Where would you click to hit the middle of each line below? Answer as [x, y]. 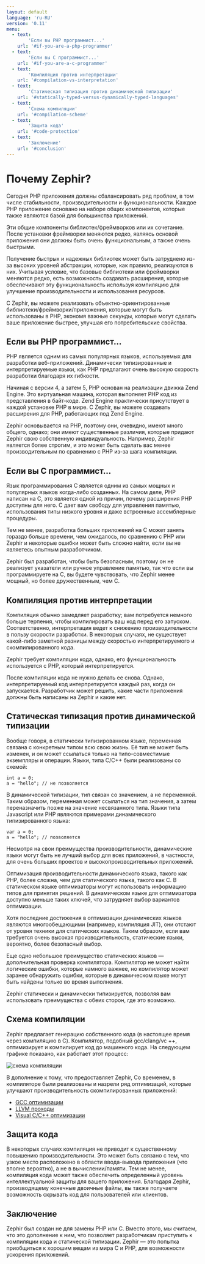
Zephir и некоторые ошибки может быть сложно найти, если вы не [94, 543]
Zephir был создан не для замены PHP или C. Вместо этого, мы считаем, [102, 1228]
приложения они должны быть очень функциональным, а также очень [99, 240]
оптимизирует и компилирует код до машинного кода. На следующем [98, 1047]
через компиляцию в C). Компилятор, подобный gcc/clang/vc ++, [92, 1041]
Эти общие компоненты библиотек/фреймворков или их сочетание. [95, 227]
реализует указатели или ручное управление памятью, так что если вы [100, 568]
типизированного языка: [38, 820]
